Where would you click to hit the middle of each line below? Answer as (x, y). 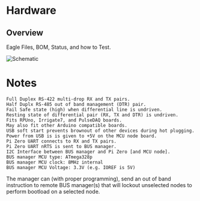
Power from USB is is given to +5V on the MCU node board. (82, 136)
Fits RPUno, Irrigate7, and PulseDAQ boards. (64, 120)
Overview (25, 33)
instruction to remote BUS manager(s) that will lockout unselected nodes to (99, 185)
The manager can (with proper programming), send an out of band (89, 179)
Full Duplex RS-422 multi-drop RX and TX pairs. (68, 99)
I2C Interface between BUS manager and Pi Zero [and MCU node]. (88, 152)
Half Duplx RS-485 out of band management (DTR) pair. (76, 104)
